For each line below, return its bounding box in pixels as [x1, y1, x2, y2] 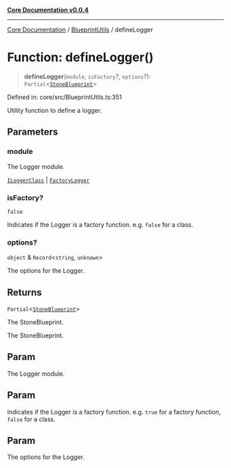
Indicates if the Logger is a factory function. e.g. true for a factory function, [7, 408, 221, 416]
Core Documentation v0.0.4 [7, 6, 89, 14]
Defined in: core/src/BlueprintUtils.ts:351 [7, 93, 122, 101]
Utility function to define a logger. [7, 106, 102, 114]
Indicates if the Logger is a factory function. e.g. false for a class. [7, 220, 194, 229]
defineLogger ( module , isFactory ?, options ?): [23, 72, 151, 80]
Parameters [7, 126, 58, 138]
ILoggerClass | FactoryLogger [7, 175, 90, 184]
